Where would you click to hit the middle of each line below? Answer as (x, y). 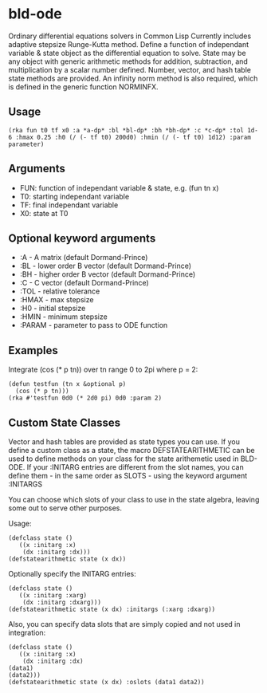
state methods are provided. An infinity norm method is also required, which (133, 78)
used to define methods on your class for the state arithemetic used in (124, 459)
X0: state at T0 (44, 213)
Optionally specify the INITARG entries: (73, 574)
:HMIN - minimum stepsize (63, 317)
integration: (27, 632)
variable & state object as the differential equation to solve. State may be (127, 53)
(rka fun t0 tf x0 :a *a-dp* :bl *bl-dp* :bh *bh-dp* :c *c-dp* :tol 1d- (133, 130)
